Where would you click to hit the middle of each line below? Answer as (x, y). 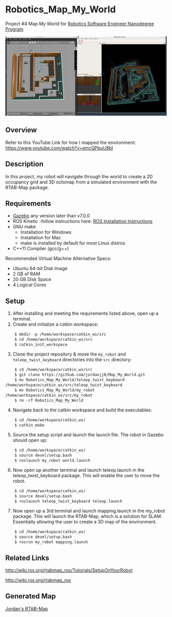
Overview (21, 130)
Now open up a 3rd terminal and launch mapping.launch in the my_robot (89, 511)
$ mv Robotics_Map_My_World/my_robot (55, 390)
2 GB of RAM (26, 274)
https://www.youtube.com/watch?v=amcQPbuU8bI (59, 148)
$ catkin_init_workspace (41, 345)
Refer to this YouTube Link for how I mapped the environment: (71, 142)
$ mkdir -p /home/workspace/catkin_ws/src (60, 334)
